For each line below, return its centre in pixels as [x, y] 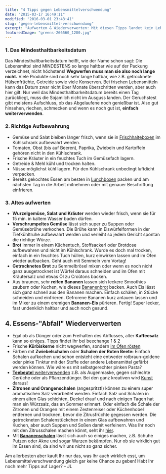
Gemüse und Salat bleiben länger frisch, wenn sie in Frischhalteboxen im [86, 137]
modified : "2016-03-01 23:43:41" [40, 19]
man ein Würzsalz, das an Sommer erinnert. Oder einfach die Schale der [86, 404]
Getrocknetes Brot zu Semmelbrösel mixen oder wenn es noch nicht [82, 266]
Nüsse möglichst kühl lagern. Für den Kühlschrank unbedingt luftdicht [83, 168]
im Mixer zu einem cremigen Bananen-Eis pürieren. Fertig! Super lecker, [86, 303]
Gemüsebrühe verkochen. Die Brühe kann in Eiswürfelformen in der [81, 229]
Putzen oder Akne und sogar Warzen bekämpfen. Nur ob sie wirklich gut [86, 441]
